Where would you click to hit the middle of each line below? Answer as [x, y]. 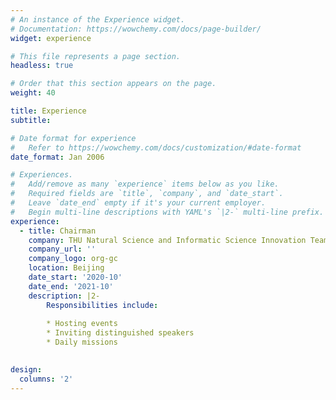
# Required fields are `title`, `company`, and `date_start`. [147, 194]
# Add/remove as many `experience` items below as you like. [145, 184]
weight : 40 [33, 93]
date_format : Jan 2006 [57, 157]
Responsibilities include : [102, 305]
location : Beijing [66, 268]
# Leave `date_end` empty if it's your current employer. [138, 203]
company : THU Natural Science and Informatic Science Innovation [167, 240]
